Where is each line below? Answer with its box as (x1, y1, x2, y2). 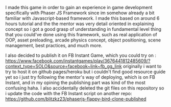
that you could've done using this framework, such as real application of (5, 32, 157, 37)
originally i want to (123, 63, 162, 69)
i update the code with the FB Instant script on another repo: (5, 91, 132, 96)
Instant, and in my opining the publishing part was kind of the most (5, 79, 145, 85)
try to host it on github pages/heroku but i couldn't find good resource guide (5, 69, 166, 75)
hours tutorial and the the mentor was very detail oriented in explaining (5, 20, 154, 27)
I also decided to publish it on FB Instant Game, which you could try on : (5, 52, 157, 58)
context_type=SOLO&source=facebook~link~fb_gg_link (5, 63, 122, 69)
